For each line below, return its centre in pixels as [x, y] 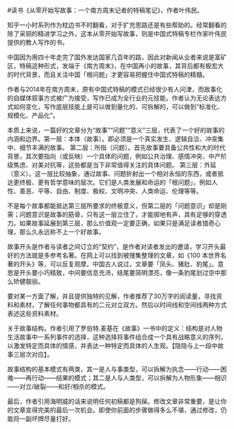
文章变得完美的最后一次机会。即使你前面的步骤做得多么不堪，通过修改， [117, 410]
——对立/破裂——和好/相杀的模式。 [58, 387]
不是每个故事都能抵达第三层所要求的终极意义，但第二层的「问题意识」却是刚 [117, 206]
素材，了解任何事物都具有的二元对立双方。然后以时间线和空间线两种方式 [123, 305]
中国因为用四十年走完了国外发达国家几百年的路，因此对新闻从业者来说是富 [114, 57]
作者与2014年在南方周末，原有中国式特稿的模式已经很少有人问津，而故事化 [115, 89]
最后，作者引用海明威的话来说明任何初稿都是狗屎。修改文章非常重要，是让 [114, 401]
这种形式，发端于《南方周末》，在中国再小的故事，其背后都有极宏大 [127, 66]
